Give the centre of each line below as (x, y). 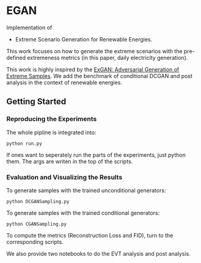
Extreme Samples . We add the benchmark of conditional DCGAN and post (99, 76)
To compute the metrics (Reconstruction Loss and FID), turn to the (90, 235)
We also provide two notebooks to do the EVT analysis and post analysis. (98, 253)
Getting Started (36, 102)
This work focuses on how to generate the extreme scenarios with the (94, 51)
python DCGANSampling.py (38, 201)
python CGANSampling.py (37, 224)
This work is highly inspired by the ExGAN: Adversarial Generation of (93, 69)
